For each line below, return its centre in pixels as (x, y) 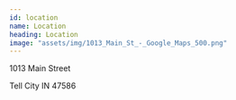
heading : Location (44, 34)
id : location (34, 18)
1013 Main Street (40, 68)
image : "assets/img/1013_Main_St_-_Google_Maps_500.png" (118, 43)
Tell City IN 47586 (43, 86)
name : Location (38, 26)
